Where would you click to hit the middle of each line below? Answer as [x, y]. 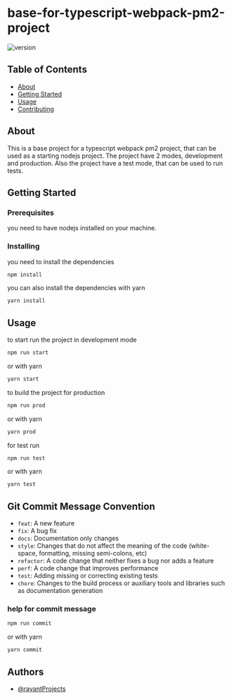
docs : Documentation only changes [68, 538]
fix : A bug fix [37, 531]
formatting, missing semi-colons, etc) [93, 554]
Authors [26, 671]
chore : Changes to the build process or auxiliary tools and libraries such [121, 583]
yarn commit [25, 650]
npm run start [28, 353]
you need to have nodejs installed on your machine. [82, 228]
